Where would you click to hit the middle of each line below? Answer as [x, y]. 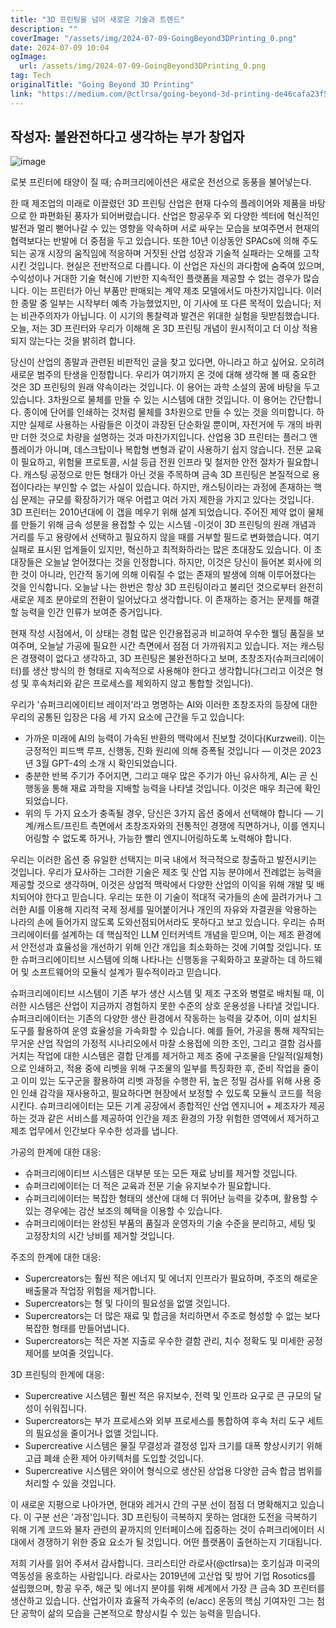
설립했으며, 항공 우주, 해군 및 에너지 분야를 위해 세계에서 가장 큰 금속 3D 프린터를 [168, 1588]
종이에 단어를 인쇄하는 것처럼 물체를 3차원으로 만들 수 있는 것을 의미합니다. [169, 412]
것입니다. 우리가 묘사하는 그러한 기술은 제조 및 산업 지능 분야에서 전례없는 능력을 [166, 872]
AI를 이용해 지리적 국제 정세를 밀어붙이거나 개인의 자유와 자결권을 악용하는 [173, 910]
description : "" [44, 29]
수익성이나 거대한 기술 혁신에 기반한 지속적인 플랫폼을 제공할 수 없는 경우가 [156, 278]
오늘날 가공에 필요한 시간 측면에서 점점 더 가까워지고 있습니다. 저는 [168, 646]
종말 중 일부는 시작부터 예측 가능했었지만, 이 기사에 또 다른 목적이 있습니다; [166, 303]
